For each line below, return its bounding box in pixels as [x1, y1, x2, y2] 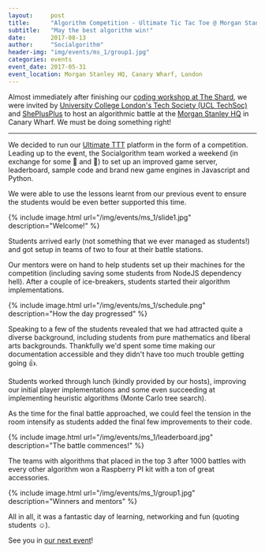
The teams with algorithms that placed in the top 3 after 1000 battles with [8, 456, 246, 465]
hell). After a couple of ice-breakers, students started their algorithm [8, 276, 230, 286]
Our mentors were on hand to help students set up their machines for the [8, 260, 245, 269]
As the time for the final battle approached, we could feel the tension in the [8, 408, 252, 418]
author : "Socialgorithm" [8, 41, 104, 49]
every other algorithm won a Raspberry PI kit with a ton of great [8, 464, 215, 474]
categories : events [8, 56, 73, 64]
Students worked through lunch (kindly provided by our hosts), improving [8, 376, 247, 386]
